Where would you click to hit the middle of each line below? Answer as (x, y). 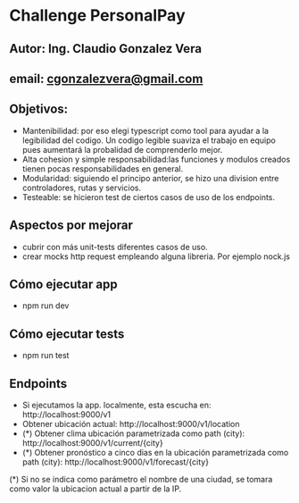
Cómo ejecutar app (63, 284)
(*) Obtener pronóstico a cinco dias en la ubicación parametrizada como (155, 453)
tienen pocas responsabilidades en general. (103, 168)
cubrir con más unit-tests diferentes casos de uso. (115, 247)
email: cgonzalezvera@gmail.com (106, 78)
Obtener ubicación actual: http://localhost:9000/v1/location (131, 424)
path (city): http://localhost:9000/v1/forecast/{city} (116, 462)
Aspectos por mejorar (71, 226)
